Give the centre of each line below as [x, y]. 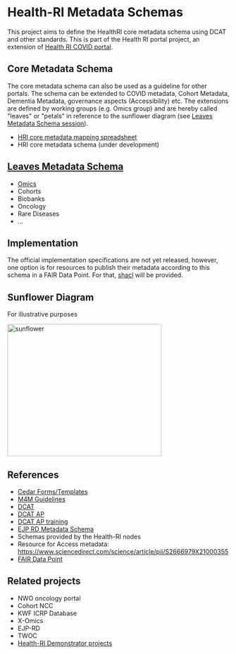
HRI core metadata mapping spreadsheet [77, 137]
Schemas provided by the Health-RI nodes [79, 537]
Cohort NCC [36, 605]
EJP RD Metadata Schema [55, 529]
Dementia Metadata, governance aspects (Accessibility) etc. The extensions [118, 101]
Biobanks [31, 199]
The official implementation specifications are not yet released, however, [113, 260]
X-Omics [30, 620]
